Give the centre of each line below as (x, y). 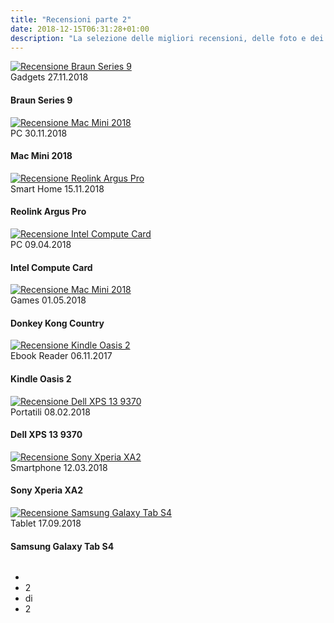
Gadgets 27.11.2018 (49, 77)
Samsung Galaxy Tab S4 (62, 546)
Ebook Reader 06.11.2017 (61, 356)
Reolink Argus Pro (48, 212)
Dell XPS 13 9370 (46, 435)
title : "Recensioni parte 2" (71, 19)
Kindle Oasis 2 (41, 378)
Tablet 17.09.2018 (46, 523)
